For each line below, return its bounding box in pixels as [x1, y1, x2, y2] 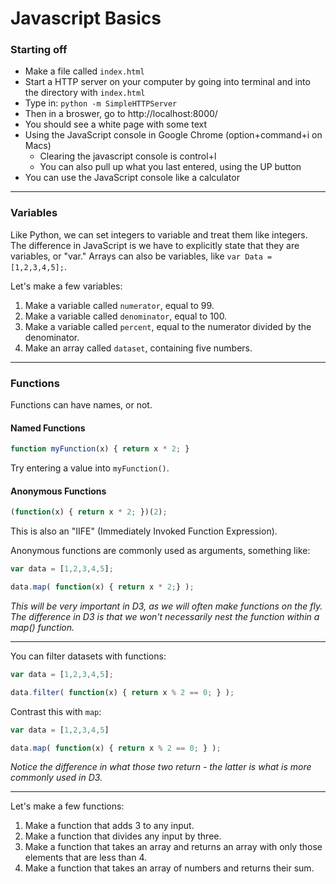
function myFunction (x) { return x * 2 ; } [10, 444, 190, 454]
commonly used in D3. [10, 772, 103, 784]
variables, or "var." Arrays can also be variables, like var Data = [10, 250, 273, 262]
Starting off [10, 43, 68, 57]
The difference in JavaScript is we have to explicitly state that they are [10, 239, 300, 251]
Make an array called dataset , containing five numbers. [24, 342, 253, 354]
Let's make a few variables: [10, 280, 123, 292]
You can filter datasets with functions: [10, 650, 167, 662]
